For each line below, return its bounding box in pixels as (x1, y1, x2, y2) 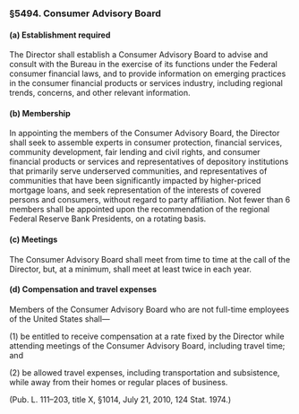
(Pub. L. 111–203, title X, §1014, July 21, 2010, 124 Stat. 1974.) (9, 393, 232, 405)
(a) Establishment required (9, 30, 111, 40)
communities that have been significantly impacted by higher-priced (9, 176, 261, 186)
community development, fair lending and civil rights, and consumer (9, 147, 261, 158)
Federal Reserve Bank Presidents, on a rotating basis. (9, 213, 207, 224)
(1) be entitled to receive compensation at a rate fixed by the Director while (9, 331, 285, 341)
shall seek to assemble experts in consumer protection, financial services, (9, 137, 283, 148)
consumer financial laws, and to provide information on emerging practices (9, 68, 286, 79)
